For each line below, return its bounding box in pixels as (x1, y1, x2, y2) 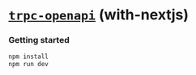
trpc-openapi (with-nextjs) (8, 6, 189, 24)
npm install (8, 52, 49, 61)
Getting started (8, 35, 70, 46)
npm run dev (8, 60, 49, 69)
